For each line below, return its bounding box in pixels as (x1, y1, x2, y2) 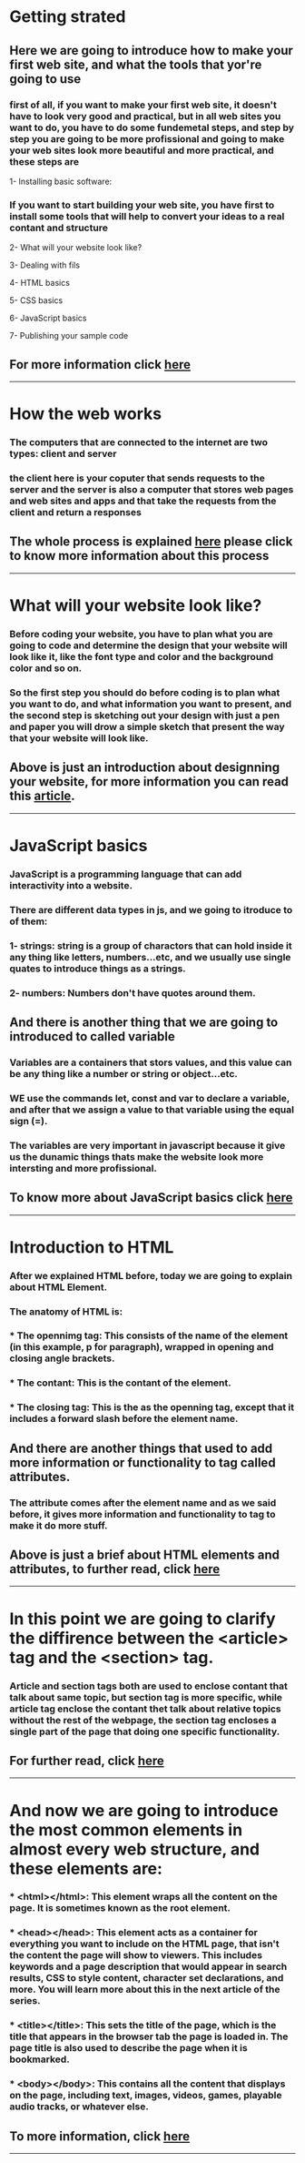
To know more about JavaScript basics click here (9, 1190, 293, 1205)
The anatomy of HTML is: (9, 1305, 123, 1317)
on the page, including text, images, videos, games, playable (9, 2089, 283, 2102)
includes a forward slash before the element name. (9, 1413, 239, 1426)
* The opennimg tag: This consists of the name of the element (9, 1329, 289, 1342)
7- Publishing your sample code (9, 330, 129, 341)
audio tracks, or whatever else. (9, 2100, 150, 2113)
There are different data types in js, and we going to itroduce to (9, 903, 293, 916)
